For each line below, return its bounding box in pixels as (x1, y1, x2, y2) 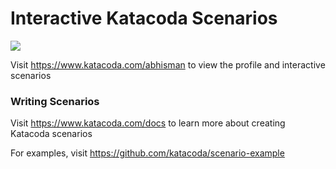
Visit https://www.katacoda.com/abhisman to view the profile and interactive (10, 58, 326, 71)
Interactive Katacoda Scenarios (10, 7, 278, 30)
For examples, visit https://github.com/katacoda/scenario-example (10, 147, 285, 159)
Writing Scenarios (10, 94, 100, 108)
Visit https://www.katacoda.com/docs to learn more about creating (10, 117, 286, 129)
